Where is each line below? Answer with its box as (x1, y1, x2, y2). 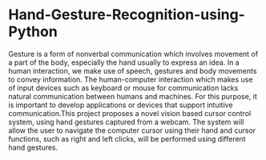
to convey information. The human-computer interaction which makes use (8, 74, 253, 84)
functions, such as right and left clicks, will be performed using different (8, 134, 246, 143)
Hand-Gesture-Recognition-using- (8, 6, 246, 24)
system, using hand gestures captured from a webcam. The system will (8, 117, 244, 126)
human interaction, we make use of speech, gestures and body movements (8, 66, 257, 75)
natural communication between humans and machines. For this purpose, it (8, 91, 258, 101)
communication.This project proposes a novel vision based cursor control (8, 108, 252, 118)
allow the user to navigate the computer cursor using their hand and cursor (8, 126, 256, 135)
